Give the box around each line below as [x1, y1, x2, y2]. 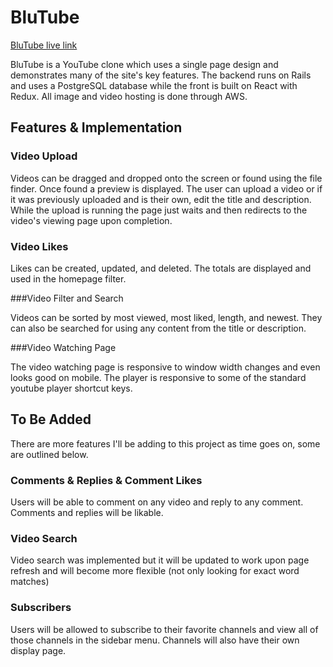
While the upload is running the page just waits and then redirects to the [10, 204, 308, 216]
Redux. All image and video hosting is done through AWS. [10, 90, 248, 102]
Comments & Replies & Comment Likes [10, 473, 203, 487]
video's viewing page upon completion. [10, 214, 173, 226]
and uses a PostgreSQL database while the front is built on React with [10, 79, 298, 91]
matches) [10, 576, 50, 588]
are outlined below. [10, 448, 89, 460]
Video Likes [10, 239, 69, 253]
